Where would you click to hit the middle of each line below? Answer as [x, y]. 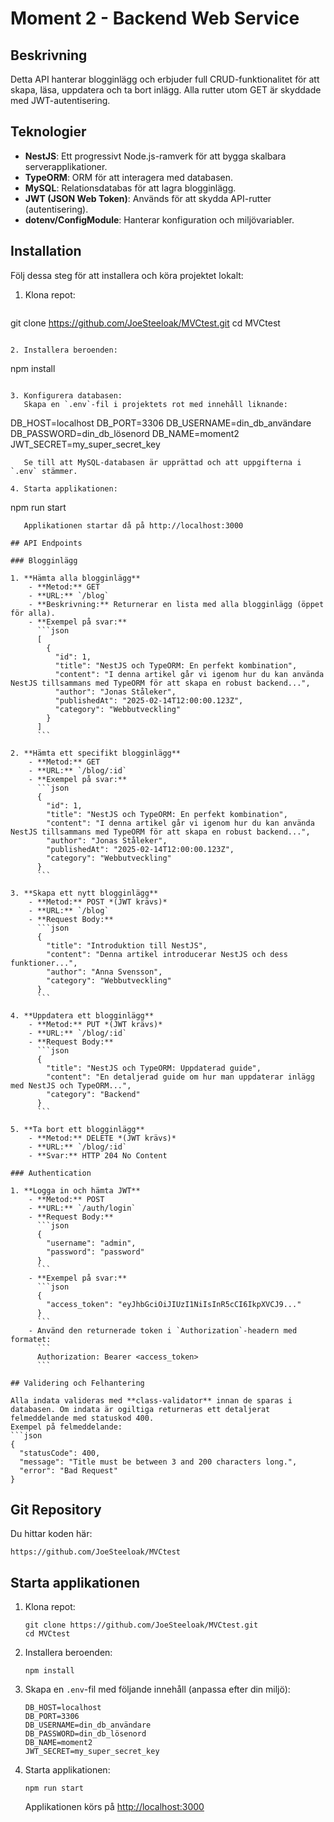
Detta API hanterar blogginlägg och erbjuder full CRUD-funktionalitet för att [165, 79]
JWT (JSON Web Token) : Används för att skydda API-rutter [148, 198]
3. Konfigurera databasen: [66, 395]
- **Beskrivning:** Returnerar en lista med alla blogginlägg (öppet [176, 604]
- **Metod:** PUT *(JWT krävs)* [95, 1024]
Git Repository [56, 1510]
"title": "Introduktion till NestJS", [127, 945]
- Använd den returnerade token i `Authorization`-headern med [163, 1330]
